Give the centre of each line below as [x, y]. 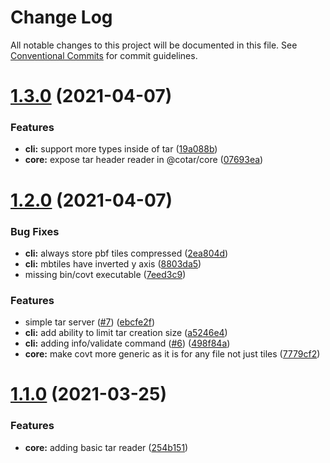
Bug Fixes [35, 231]
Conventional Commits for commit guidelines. [104, 55]
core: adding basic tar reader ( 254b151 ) [106, 447]
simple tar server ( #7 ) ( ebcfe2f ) [90, 322]
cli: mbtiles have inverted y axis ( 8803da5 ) [113, 263]
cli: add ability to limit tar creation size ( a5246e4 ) [126, 333]
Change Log [61, 17]
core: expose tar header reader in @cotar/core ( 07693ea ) [144, 160]
